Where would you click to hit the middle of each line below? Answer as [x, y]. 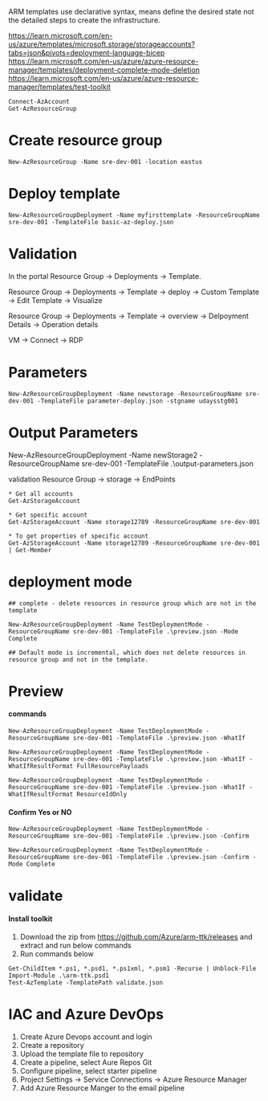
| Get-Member [30, 550]
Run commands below [57, 954]
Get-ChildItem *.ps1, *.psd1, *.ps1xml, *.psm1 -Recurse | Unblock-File [132, 968]
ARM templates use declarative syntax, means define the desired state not [131, 12]
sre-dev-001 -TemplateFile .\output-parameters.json [168, 463]
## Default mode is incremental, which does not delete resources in [127, 653]
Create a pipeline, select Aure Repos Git [86, 1062]
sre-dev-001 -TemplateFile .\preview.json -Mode [156, 631]
